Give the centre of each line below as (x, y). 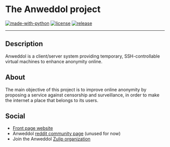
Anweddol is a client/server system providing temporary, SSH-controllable (83, 56)
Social (15, 116)
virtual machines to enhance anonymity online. (54, 61)
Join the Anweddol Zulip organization (52, 139)
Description (24, 44)
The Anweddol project (53, 9)
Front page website (33, 128)
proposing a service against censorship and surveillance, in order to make (82, 95)
